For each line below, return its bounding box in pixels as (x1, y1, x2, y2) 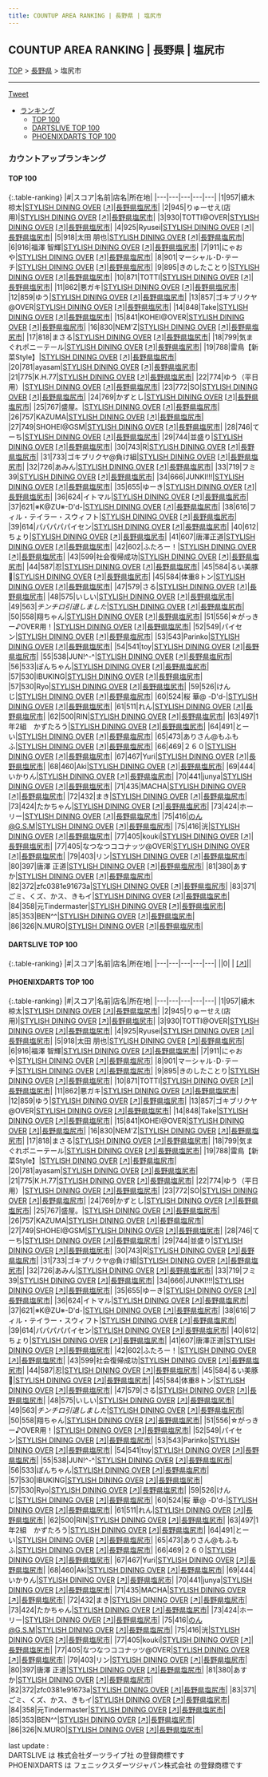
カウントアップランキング (8, 153, 106, 165)
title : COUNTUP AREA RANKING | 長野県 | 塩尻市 (8, 11, 162, 20)
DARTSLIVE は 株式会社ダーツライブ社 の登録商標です (8, 1750, 185, 1759)
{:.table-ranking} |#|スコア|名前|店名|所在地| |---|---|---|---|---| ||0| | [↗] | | (8, 958, 252, 968)
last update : (8, 1740, 49, 1750)
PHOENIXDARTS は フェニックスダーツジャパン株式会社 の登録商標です (8, 1760, 243, 1770)
